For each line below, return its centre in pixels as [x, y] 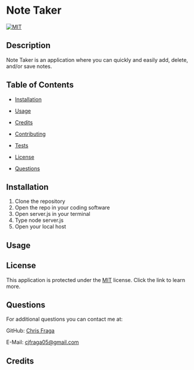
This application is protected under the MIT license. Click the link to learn [96, 280]
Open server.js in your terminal [52, 214]
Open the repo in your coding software [62, 208]
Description [28, 46]
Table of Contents [40, 85]
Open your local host [40, 227]
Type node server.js [39, 220]
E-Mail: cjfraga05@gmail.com [43, 342]
